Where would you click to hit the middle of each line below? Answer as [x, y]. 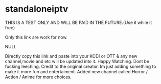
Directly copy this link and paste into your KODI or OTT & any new [71, 56]
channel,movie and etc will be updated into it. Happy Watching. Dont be [77, 61]
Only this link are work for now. [36, 37]
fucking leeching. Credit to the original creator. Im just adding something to [81, 66]
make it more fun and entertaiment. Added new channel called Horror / [76, 71]
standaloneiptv [37, 9]
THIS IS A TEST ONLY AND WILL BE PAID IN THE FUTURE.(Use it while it [79, 22]
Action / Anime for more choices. [38, 77]
